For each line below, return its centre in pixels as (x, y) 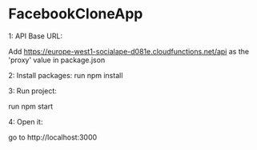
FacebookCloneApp (76, 14)
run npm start (31, 106)
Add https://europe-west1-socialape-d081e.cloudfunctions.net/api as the (129, 51)
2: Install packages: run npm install (66, 75)
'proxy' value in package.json (57, 60)
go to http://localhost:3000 (53, 137)
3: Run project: (33, 91)
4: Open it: (26, 121)
